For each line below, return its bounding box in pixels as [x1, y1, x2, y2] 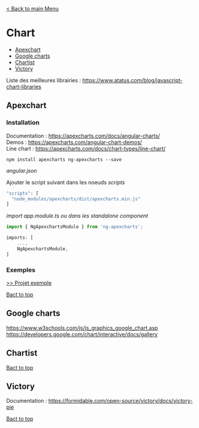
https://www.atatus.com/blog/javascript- [82, 76, 183, 83]
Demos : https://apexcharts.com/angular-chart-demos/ [6, 138, 143, 146]
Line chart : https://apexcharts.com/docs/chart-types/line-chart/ [6, 145, 166, 152]
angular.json [6, 167, 37, 174]
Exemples [6, 265, 36, 274]
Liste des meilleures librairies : [6, 76, 82, 83]
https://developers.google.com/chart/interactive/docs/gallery [6, 330, 158, 338]
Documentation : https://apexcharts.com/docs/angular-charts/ [6, 132, 161, 139]
